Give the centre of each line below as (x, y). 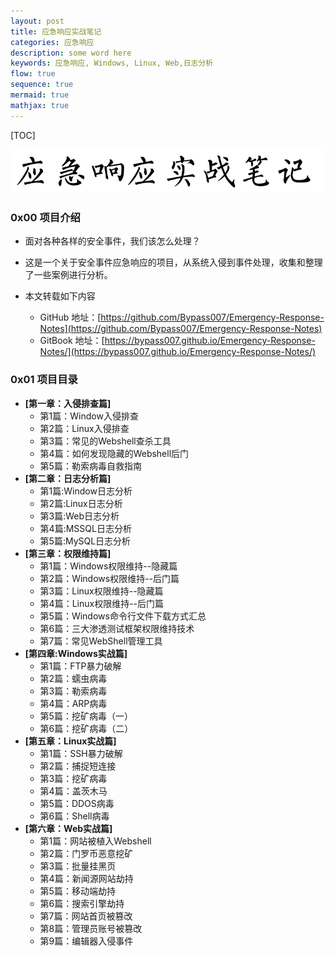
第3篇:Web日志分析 (79, 516)
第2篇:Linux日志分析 (81, 503)
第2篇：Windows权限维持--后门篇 (109, 578)
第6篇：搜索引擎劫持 (82, 903)
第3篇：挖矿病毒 (73, 778)
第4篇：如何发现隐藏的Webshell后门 (114, 453)
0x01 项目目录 (44, 380)
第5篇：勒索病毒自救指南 (90, 466)
